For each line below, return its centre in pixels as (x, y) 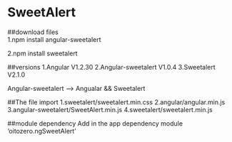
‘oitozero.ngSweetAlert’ (42, 131)
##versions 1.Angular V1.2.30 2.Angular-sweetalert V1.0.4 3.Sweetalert (111, 67)
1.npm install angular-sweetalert (54, 39)
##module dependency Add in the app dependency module (95, 123)
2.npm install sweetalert (42, 53)
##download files (33, 32)
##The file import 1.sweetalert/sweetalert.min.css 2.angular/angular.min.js (116, 102)
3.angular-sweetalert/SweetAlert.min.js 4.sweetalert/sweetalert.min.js (110, 109)
